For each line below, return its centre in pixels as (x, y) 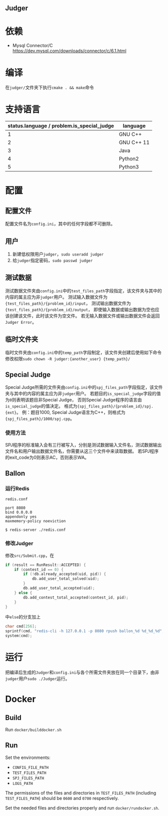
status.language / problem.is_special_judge (61, 126)
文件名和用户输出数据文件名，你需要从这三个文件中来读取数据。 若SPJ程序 (82, 451)
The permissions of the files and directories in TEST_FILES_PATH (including (81, 793)
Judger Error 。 (21, 322)
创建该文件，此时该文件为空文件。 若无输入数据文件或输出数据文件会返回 (84, 316)
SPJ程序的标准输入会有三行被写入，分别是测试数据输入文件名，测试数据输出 (83, 445)
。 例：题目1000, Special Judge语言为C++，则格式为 (71, 413)
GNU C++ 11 (134, 142)
